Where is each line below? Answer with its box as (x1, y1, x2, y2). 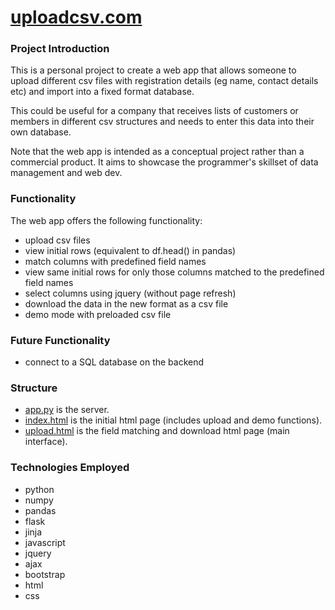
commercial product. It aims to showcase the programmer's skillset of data (10, 156, 319, 168)
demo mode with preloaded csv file (24, 308, 172, 320)
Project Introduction (10, 42, 110, 56)
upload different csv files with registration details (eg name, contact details (10, 75, 319, 87)
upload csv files (24, 234, 91, 246)
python (24, 483, 55, 495)
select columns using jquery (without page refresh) (24, 287, 237, 299)
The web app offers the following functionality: (10, 214, 203, 226)
